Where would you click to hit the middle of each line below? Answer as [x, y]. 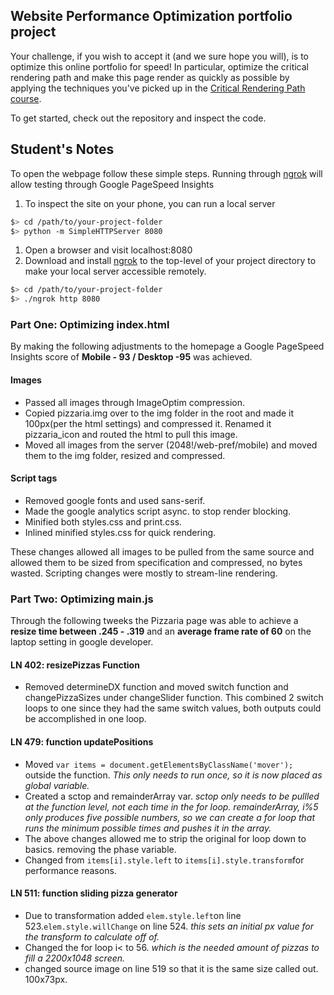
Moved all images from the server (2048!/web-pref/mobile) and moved [171, 445]
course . [26, 98]
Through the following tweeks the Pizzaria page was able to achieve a [154, 621]
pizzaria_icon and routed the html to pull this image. [131, 434]
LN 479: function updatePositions [82, 741]
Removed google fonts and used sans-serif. [115, 500]
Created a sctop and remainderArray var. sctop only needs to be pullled [172, 796]
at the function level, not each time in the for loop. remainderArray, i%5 [171, 806]
